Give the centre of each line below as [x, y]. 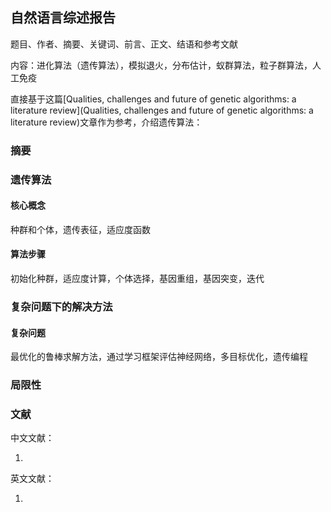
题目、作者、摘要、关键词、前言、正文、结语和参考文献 [124, 44]
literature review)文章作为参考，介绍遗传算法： [106, 122]
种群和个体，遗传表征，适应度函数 [80, 229]
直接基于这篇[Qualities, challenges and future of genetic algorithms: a [153, 99]
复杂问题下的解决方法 [61, 306]
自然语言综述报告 [63, 18]
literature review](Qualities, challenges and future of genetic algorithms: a [162, 110]
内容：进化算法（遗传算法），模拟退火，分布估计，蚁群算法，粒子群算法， [161, 65]
